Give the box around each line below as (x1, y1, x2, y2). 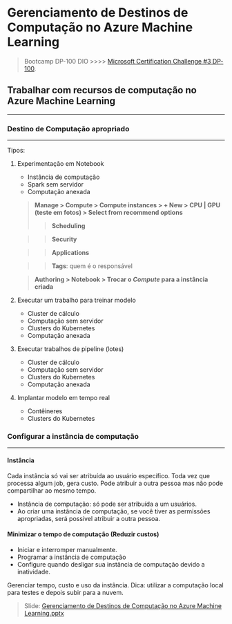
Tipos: (7, 146, 26, 155)
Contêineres (27, 407, 63, 415)
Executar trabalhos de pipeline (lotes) (17, 345, 124, 353)
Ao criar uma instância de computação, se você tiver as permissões (17, 507, 211, 516)
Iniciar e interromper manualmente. (17, 545, 117, 554)
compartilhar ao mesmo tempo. (7, 486, 97, 495)
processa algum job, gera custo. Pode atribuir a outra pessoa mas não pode (7, 479, 223, 487)
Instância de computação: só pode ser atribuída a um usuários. (17, 500, 197, 508)
